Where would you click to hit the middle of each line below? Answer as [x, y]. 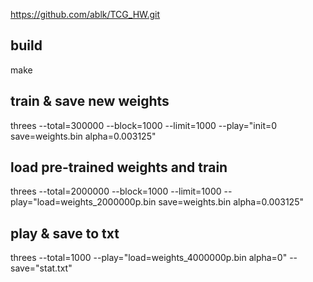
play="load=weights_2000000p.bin [83, 202]
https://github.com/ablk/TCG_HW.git [85, 14]
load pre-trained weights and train [119, 167]
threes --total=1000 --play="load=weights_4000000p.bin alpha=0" [149, 258]
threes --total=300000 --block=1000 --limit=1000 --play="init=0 [144, 125]
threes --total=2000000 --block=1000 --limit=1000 [116, 191]
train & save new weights [90, 101]
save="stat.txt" [41, 268]
